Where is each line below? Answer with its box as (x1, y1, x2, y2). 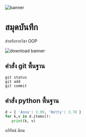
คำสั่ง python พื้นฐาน (5, 97, 59, 105)
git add (5, 79, 21, 84)
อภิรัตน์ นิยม (5, 127, 25, 134)
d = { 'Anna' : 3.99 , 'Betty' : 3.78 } (5, 110, 82, 115)
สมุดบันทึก (5, 22, 38, 33)
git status (5, 75, 27, 80)
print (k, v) (11, 118, 36, 124)
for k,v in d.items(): (5, 114, 51, 119)
